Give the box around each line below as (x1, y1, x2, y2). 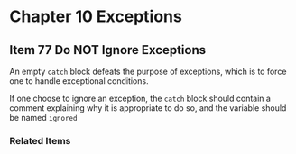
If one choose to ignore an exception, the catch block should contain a (9, 93, 271, 104)
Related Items (9, 134, 71, 147)
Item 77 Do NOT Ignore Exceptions (9, 42, 207, 58)
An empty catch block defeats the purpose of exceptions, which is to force (9, 66, 287, 77)
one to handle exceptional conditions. (9, 76, 149, 86)
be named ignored (9, 113, 78, 122)
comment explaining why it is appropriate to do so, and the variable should (9, 103, 287, 113)
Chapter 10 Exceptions (9, 6, 182, 27)
